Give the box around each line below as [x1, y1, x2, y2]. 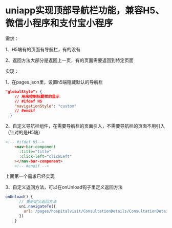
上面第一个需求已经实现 [5, 173, 55, 179]
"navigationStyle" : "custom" [14, 103, 77, 109]
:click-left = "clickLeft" [18, 154, 72, 159]
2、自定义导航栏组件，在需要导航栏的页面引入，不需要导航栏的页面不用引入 [5, 123, 165, 129]
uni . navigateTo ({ [18, 204, 56, 209]
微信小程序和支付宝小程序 [5, 17, 114, 29]
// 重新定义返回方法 [18, 199, 57, 204]
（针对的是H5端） [5, 129, 43, 136]
